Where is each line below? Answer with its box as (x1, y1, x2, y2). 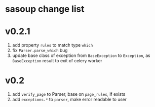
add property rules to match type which (12, 42, 93, 48)
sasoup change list (5, 3, 85, 15)
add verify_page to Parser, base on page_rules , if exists (12, 91, 126, 97)
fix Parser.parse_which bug (12, 48, 68, 53)
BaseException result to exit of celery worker (12, 58, 103, 64)
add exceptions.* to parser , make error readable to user (12, 97, 127, 103)
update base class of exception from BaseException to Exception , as (12, 53, 151, 58)
